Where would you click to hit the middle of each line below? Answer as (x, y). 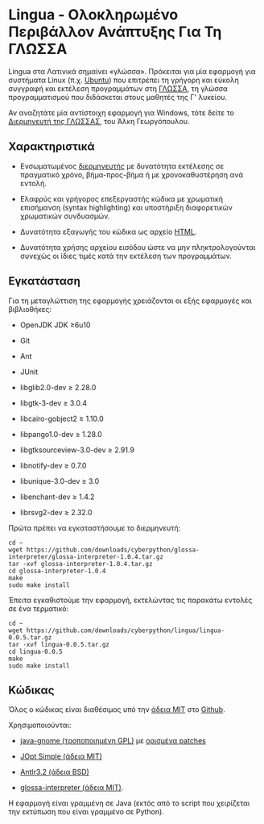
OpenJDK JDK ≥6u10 (55, 325)
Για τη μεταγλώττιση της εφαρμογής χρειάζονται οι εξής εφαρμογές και (130, 301)
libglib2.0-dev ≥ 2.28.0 (58, 387)
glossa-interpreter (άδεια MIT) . (72, 788)
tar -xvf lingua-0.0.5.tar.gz (59, 644)
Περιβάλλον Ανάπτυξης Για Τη (115, 32)
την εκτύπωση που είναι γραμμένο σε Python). (87, 812)
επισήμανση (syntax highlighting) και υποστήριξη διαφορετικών (126, 207)
